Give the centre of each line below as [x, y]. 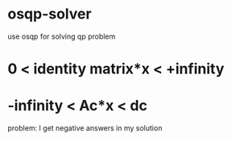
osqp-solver [50, 14]
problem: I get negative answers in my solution [85, 128]
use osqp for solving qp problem [62, 36]
